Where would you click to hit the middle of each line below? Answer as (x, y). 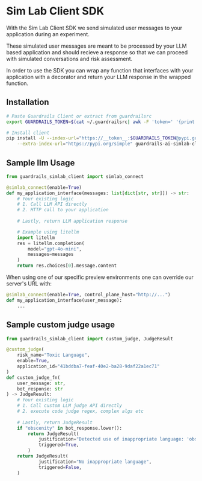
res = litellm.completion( (51, 243)
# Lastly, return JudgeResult (55, 422)
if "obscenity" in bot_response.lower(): (69, 428)
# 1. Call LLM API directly (52, 204)
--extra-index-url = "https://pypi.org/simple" (75, 144)
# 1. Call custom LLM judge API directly (69, 406)
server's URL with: (29, 284)
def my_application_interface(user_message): (64, 300)
